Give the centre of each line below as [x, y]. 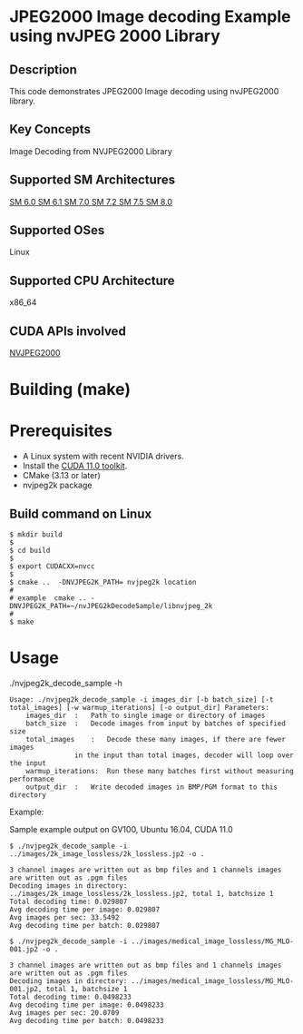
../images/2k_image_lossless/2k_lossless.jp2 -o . [107, 854]
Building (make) [70, 390]
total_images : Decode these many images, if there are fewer [156, 739]
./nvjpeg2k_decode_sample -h [66, 683]
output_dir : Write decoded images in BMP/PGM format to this [152, 787]
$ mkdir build [36, 535]
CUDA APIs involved [68, 331]
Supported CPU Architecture [92, 280]
